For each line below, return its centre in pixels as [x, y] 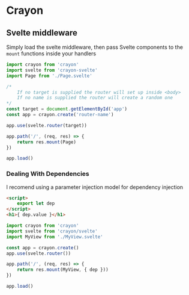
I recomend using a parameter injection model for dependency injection [95, 187]
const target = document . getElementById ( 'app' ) [67, 109]
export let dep [36, 203]
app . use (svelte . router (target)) [46, 125]
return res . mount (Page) [47, 142]
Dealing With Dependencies [48, 174]
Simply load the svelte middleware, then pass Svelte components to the [94, 47]
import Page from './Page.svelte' [49, 76]
